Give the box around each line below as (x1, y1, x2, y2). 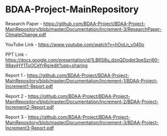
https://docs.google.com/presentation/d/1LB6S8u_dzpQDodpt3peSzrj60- (5, 56, 160, 63)
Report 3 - (5, 114, 27, 120)
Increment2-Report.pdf (5, 104, 54, 110)
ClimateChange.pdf (5, 31, 46, 37)
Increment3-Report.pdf (5, 125, 54, 131)
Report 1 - (5, 72, 27, 78)
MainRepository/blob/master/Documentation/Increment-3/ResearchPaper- (5, 26, 162, 32)
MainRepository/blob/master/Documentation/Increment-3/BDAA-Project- (5, 119, 159, 125)
